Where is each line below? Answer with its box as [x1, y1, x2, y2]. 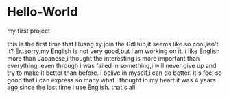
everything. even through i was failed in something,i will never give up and [7, 61, 217, 69]
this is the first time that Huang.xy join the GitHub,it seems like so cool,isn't [7, 39, 219, 48]
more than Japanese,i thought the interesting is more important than [7, 54, 200, 62]
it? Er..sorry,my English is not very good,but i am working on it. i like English [7, 47, 221, 55]
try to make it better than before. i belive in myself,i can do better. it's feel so [7, 69, 223, 77]
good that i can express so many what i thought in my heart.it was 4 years [7, 76, 216, 84]
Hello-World [7, 4, 78, 20]
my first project [7, 27, 50, 35]
